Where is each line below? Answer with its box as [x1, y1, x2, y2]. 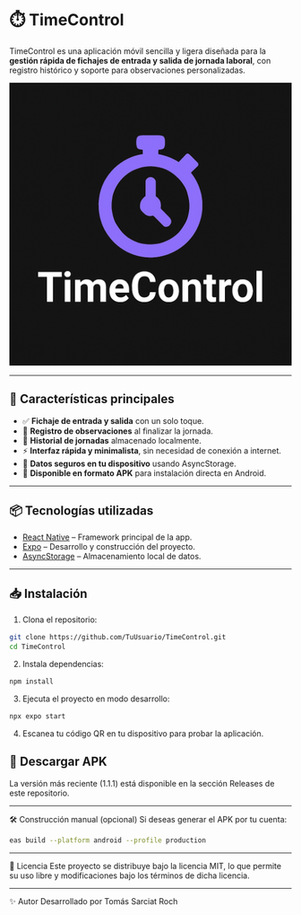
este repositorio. [9, 787, 70, 798]
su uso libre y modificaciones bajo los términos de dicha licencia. [9, 870, 250, 881]
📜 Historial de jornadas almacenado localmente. [21, 435, 202, 445]
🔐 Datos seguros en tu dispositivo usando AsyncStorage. [21, 458, 236, 469]
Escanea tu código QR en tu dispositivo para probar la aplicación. [21, 727, 264, 739]
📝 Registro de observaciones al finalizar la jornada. [21, 426, 213, 436]
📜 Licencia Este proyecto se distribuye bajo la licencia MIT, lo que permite [9, 860, 282, 871]
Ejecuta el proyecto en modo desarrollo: [21, 693, 170, 704]
